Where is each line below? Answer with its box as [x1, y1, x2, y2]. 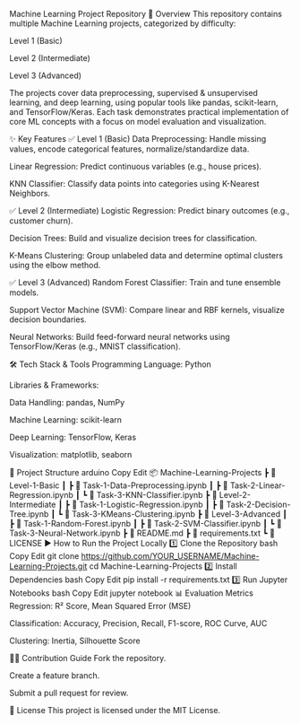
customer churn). [9, 215, 73, 226]
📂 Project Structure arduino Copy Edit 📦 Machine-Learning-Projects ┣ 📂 [9, 467, 277, 477]
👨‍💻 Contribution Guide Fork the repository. [9, 653, 167, 663]
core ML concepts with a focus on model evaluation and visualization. [9, 117, 267, 126]
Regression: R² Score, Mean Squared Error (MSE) [9, 601, 192, 611]
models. [9, 287, 39, 298]
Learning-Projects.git [9, 561, 88, 571]
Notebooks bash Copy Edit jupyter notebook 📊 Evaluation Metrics [9, 588, 253, 598]
